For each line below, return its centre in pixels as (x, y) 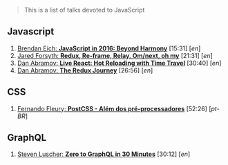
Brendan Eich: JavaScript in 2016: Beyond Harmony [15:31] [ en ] (109, 48)
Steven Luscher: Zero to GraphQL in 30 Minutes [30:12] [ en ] (104, 154)
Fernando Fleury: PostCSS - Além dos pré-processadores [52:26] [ (114, 108)
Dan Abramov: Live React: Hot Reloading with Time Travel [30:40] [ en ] (119, 63)
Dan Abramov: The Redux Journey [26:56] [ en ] (85, 70)
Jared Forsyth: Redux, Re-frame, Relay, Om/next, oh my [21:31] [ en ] (115, 55)
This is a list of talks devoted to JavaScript (84, 10)
